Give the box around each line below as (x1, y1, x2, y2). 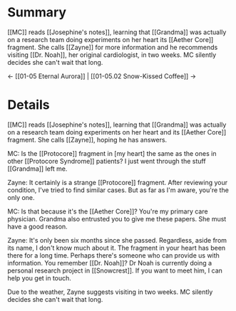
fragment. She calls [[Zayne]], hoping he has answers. (7, 135, 168, 144)
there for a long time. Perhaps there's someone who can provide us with (7, 251, 220, 260)
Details (7, 97, 50, 113)
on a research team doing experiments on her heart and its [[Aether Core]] (7, 127, 227, 136)
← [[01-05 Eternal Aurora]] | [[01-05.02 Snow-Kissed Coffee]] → (7, 72, 197, 80)
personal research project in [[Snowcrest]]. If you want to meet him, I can (7, 266, 223, 275)
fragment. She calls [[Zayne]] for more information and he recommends (7, 43, 218, 51)
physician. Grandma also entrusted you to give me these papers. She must (7, 214, 227, 223)
